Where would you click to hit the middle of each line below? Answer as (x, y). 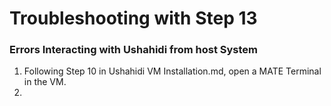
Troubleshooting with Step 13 (133, 18)
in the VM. (45, 82)
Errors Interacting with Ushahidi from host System (134, 50)
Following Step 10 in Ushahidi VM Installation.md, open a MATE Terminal (172, 71)
